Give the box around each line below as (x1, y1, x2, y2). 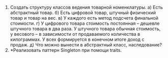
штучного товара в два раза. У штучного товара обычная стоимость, (10, 26, 161, 32)
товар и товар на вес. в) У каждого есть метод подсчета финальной (10, 15, 159, 21)
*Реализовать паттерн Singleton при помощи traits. (10, 47, 122, 53)
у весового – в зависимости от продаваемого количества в (10, 31, 141, 37)
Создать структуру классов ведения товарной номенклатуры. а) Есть (10, 5, 163, 10)
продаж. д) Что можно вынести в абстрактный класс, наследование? (10, 42, 162, 47)
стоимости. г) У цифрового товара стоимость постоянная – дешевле (10, 20, 160, 26)
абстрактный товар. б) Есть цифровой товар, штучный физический (10, 10, 156, 16)
